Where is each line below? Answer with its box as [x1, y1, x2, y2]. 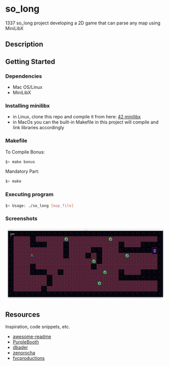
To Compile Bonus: [5, 148, 45, 155]
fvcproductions [12, 355, 45, 361]
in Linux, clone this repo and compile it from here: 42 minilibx [12, 114, 141, 120]
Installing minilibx [5, 102, 50, 109]
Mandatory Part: [5, 168, 40, 174]
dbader [12, 344, 28, 351]
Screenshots [5, 215, 38, 222]
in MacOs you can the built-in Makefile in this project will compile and [12, 119, 159, 125]
